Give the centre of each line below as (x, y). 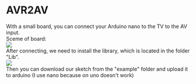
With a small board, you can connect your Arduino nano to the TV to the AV (97, 26)
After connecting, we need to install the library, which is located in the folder (98, 51)
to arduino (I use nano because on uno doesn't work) (70, 75)
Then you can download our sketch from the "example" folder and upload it (97, 69)
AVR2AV (27, 10)
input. (13, 32)
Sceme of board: (26, 38)
